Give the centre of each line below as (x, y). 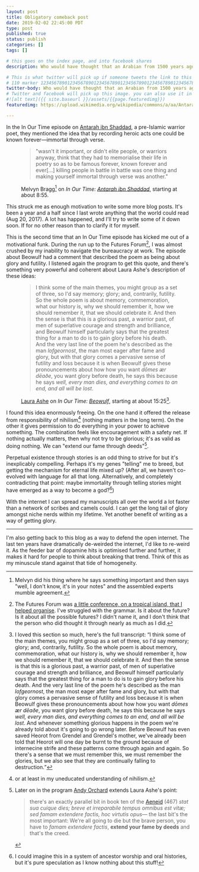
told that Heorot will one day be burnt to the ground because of (92, 742)
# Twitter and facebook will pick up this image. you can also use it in (99, 94)
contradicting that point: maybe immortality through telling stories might (94, 483)
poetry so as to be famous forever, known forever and (101, 163)
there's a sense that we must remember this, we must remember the (98, 754)
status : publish (26, 39)
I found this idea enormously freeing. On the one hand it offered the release (98, 412)
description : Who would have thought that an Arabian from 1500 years (95, 67)
